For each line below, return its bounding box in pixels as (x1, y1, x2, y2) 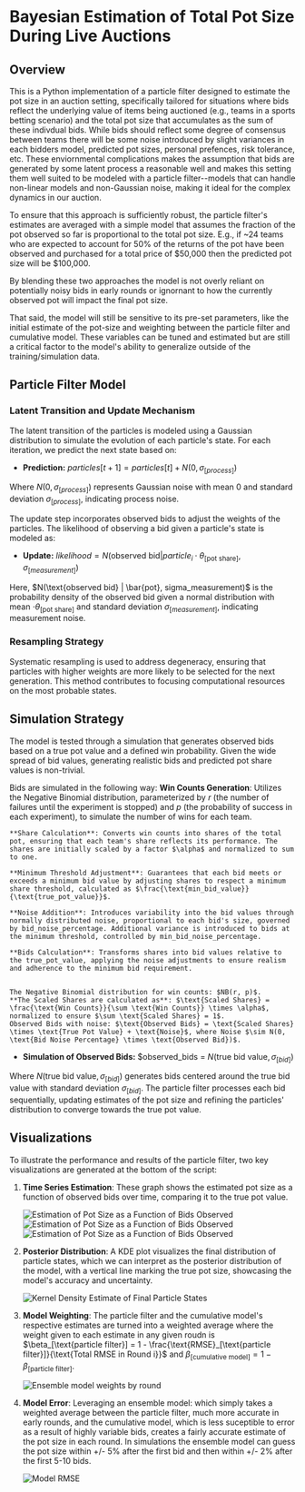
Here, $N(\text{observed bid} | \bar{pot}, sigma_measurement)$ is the (9, 581, 274, 592)
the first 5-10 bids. (22, 1456, 92, 1467)
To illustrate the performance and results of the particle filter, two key (9, 1154, 270, 1165)
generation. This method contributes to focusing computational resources (9, 675, 286, 687)
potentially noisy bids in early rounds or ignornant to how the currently (9, 285, 273, 296)
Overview (9, 62, 66, 77)
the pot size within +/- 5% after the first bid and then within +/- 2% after (22, 1446, 293, 1457)
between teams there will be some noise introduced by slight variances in (9, 134, 285, 144)
